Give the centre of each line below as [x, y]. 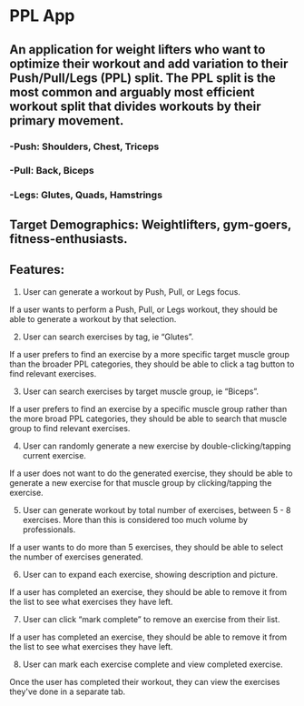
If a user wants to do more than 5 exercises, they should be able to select [147, 547]
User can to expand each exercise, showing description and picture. [150, 574]
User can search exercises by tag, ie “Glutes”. [108, 337]
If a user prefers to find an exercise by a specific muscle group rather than [148, 408]
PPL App [42, 16]
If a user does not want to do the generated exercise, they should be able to [151, 473]
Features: [37, 270]
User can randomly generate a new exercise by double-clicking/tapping [157, 446]
